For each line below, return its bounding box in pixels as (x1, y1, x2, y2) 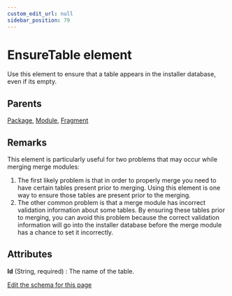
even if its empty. (7, 78, 57, 86)
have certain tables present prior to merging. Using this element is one (17, 183, 221, 192)
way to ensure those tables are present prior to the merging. (17, 191, 191, 199)
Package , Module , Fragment (7, 116, 89, 125)
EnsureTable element (7, 47, 133, 63)
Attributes (7, 248, 52, 260)
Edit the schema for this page (7, 281, 92, 289)
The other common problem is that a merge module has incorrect (17, 199, 206, 207)
